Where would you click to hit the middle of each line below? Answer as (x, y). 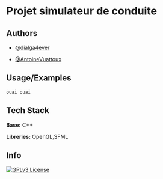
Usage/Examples (39, 78)
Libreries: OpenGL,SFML (37, 136)
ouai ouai (19, 92)
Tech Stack (28, 110)
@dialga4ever (32, 47)
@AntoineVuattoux (38, 59)
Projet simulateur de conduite (82, 11)
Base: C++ (20, 125)
